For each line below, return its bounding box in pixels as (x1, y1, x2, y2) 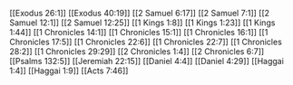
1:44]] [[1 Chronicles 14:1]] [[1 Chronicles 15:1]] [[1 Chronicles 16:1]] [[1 (9, 27, 269, 37)
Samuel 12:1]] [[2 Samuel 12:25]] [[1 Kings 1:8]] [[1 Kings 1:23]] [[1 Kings (9, 17, 276, 28)
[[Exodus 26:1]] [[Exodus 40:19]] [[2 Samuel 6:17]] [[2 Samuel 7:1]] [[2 (9, 8, 270, 18)
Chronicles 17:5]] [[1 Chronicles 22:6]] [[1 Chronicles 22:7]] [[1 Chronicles (9, 36, 283, 47)
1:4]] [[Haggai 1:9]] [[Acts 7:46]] (9, 65, 129, 76)
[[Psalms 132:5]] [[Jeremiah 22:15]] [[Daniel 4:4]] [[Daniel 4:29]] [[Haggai (9, 56, 284, 66)
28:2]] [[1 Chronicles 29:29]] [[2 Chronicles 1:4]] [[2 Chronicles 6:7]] (9, 46, 265, 57)
